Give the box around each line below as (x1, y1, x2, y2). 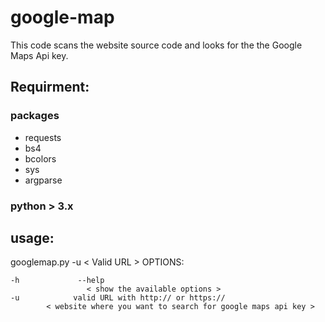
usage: (10, 229, 55, 246)
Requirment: (10, 79, 90, 96)
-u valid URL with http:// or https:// (10, 293, 226, 303)
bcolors (24, 152, 57, 165)
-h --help (10, 276, 105, 286)
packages (10, 109, 60, 123)
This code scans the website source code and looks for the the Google (10, 39, 303, 51)
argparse (24, 174, 63, 186)
